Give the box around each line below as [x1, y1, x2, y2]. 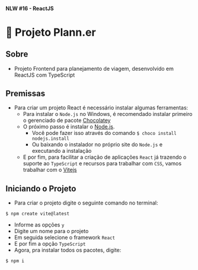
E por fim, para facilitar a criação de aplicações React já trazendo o [23, 153, 187, 161]
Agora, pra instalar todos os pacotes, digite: [14, 247, 122, 254]
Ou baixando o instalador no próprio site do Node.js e [31, 141, 163, 148]
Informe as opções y [14, 221, 65, 228]
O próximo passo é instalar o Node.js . [23, 123, 115, 130]
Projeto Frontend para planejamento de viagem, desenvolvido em [14, 65, 174, 72]
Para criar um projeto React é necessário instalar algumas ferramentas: [14, 104, 189, 111]
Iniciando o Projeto [5, 183, 76, 193]
